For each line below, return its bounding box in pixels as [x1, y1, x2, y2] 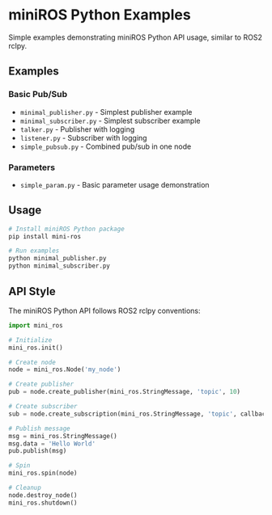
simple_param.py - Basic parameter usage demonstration [19, 179, 210, 189]
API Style [8, 285, 56, 298]
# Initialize [8, 336, 53, 344]
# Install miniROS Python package [8, 225, 125, 233]
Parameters [8, 162, 55, 173]
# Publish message [8, 424, 70, 433]
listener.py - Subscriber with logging [19, 133, 147, 142]
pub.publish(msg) [8, 447, 67, 455]
